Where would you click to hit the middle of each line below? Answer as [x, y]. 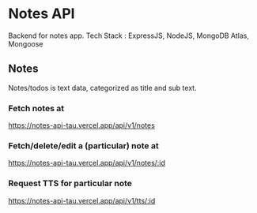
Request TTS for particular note [70, 184]
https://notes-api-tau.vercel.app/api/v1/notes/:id [87, 163]
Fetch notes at [36, 108]
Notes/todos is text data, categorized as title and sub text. [102, 88]
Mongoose [26, 43]
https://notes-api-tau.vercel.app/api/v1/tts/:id [82, 200]
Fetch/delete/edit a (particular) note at [84, 145]
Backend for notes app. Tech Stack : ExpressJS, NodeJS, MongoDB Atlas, [128, 35]
